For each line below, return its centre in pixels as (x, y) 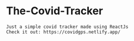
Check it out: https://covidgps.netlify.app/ (63, 32)
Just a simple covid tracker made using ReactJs (67, 27)
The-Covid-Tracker (55, 11)
